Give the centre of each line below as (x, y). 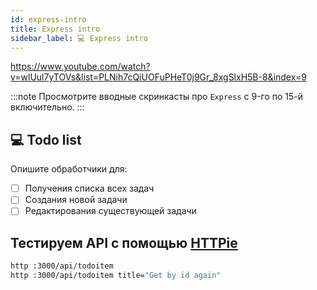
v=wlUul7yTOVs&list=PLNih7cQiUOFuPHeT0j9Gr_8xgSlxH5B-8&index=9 (158, 77)
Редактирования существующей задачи (110, 211)
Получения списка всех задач (89, 188)
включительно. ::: (47, 107)
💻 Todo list (46, 139)
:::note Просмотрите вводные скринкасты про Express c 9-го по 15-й (157, 97)
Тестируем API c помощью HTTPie (124, 242)
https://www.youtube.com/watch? (80, 67)
